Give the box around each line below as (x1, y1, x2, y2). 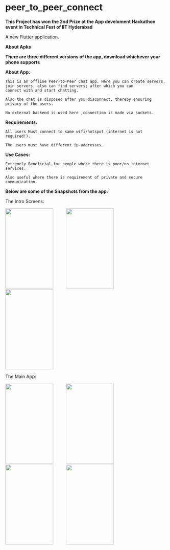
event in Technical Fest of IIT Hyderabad (5, 24, 93, 30)
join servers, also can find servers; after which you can (5, 83, 134, 89)
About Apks (5, 43, 32, 50)
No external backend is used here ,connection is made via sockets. (5, 110, 154, 115)
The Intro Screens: (5, 198, 44, 204)
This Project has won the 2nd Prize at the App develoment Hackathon (5, 18, 156, 25)
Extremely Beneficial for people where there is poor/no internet (5, 161, 150, 166)
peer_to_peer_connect (5, 2, 103, 13)
